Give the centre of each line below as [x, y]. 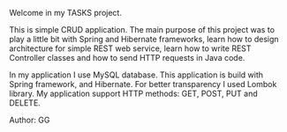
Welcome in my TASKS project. [65, 13]
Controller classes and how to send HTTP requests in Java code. [127, 58]
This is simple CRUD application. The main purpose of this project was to [142, 29]
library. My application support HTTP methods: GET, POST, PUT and [133, 93]
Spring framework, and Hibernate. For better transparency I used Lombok [143, 84]
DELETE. [25, 103]
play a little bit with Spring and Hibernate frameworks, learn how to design [144, 39]
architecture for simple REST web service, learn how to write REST [130, 48]
